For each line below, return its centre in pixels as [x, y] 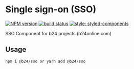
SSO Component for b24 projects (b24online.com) [58, 33]
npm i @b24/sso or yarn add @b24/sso [46, 61]
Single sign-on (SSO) [51, 9]
